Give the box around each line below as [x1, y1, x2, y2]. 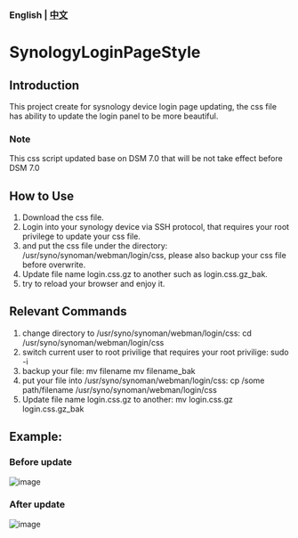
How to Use [9, 188, 75, 203]
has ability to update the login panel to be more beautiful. [9, 110, 219, 121]
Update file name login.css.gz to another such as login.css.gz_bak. [21, 269, 269, 280]
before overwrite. [21, 259, 86, 270]
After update [9, 498, 65, 510]
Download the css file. [21, 212, 104, 223]
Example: [9, 429, 62, 444]
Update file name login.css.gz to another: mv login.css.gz [21, 394, 234, 404]
